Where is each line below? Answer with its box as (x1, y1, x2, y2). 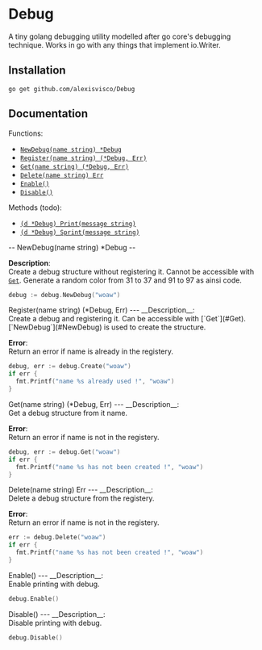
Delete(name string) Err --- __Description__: (8, 485, 153, 495)
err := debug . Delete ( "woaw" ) (8, 534, 106, 542)
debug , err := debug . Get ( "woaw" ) (8, 447, 121, 456)
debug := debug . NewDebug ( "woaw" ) (8, 291, 121, 299)
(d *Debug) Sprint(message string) (19, 228, 140, 237)
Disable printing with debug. (8, 618, 102, 627)
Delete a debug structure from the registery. (8, 493, 155, 503)
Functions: (8, 128, 44, 138)
